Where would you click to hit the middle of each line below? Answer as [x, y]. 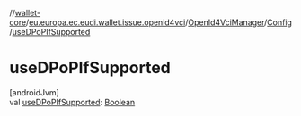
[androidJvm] [35, 92]
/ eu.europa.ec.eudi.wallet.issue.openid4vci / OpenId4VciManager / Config [159, 22]
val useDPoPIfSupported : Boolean [72, 102]
